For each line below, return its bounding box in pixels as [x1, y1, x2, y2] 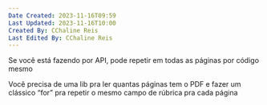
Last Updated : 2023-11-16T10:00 [8, 19, 116, 27]
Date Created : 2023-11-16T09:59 [8, 11, 116, 20]
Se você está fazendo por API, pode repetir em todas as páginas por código [8, 56, 259, 65]
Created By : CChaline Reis [8, 26, 99, 34]
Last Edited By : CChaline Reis [8, 33, 113, 42]
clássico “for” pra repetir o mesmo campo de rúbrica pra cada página [8, 88, 238, 98]
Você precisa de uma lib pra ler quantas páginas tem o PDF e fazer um [8, 80, 242, 89]
